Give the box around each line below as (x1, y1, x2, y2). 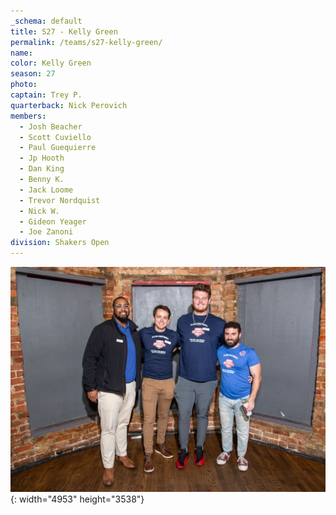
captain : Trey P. (10, 90, 83, 100)
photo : (10, 80, 38, 90)
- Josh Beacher (19, 121, 83, 132)
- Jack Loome (19, 185, 74, 195)
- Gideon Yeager (19, 216, 87, 227)
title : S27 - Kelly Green (10, 26, 118, 37)
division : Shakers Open (10, 238, 110, 248)
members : (10, 111, 47, 121)
